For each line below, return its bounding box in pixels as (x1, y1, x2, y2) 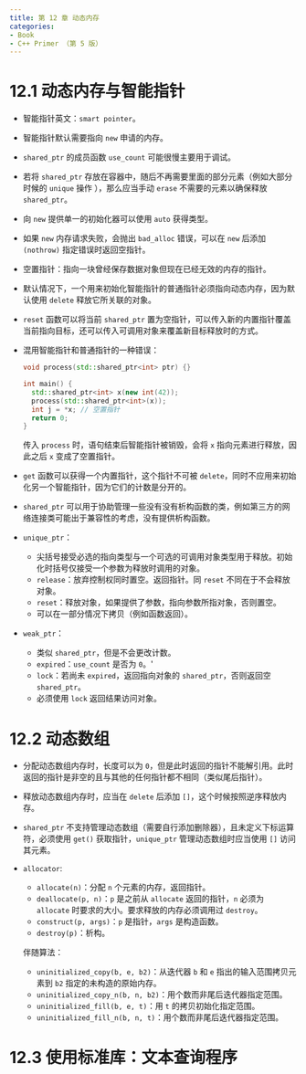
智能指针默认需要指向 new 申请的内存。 (22, 132, 169, 143)
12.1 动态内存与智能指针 (9, 81, 185, 101)
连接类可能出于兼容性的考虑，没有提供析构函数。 (30, 512, 216, 523)
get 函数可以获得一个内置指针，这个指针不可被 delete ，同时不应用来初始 (22, 470, 297, 481)
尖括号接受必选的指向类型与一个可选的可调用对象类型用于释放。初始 (36, 552, 293, 563)
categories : (9, 22, 55, 31)
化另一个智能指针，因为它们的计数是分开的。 (22, 481, 192, 493)
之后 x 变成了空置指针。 (30, 451, 121, 462)
